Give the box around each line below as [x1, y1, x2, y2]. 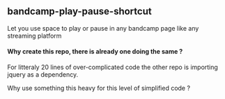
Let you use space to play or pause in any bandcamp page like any [7, 24, 199, 32]
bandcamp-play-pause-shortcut [7, 6, 152, 17]
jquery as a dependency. [7, 70, 79, 79]
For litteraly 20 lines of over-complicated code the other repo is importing [7, 63, 218, 72]
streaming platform [7, 31, 62, 40]
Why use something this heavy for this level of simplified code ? [7, 84, 190, 93]
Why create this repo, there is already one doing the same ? [7, 47, 183, 56]
